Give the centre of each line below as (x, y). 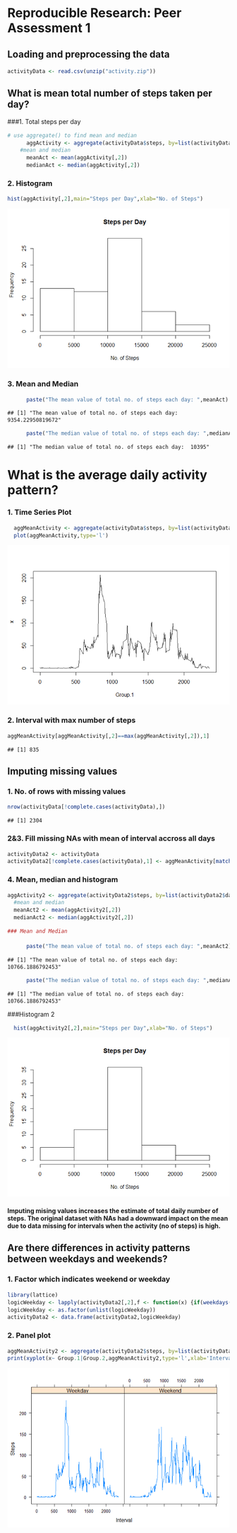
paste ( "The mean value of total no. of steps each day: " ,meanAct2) (129, 946)
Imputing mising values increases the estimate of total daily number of (113, 1211)
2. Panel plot (29, 1335)
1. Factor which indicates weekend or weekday (89, 1280)
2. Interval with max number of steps (72, 720)
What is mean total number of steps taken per (110, 93)
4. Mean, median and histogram (63, 879)
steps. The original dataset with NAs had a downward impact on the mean (118, 1219)
